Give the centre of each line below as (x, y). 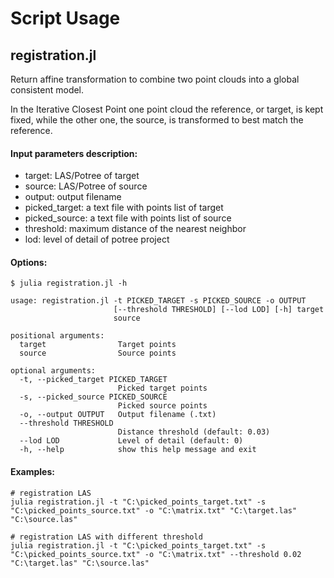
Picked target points (162, 388)
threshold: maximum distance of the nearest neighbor (135, 229)
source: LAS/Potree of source (86, 186)
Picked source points (162, 406)
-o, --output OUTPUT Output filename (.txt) (118, 415)
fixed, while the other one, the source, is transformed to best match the (157, 120)
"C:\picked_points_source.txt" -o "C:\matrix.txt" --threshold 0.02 (156, 554)
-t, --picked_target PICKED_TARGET (93, 380)
